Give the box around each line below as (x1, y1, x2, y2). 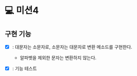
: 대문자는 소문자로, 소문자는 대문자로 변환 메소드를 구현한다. (12, 44, 132, 50)
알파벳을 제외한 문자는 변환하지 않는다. (19, 55, 97, 61)
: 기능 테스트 (12, 65, 37, 71)
